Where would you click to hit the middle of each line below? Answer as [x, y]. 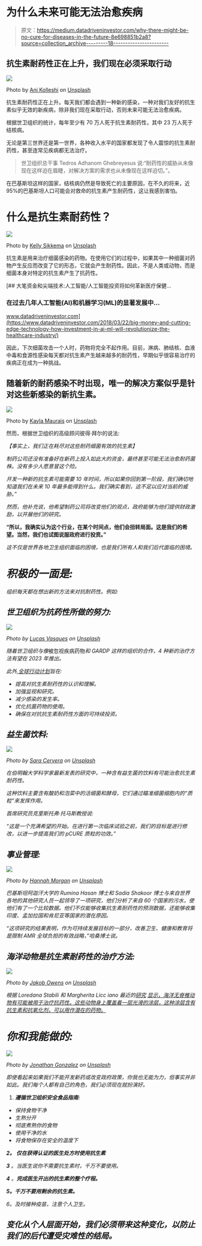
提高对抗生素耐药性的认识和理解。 [57, 684]
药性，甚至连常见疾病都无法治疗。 [48, 150]
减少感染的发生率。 [39, 699]
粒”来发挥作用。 [26, 801]
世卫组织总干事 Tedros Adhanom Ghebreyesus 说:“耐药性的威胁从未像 [107, 163]
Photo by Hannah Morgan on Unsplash [55, 881]
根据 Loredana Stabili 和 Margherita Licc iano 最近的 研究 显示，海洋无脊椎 [98, 995]
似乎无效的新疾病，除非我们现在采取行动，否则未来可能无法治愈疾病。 [98, 109]
